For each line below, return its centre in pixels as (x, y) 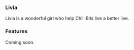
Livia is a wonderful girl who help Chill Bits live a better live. (67, 18)
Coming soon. (20, 42)
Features (16, 31)
